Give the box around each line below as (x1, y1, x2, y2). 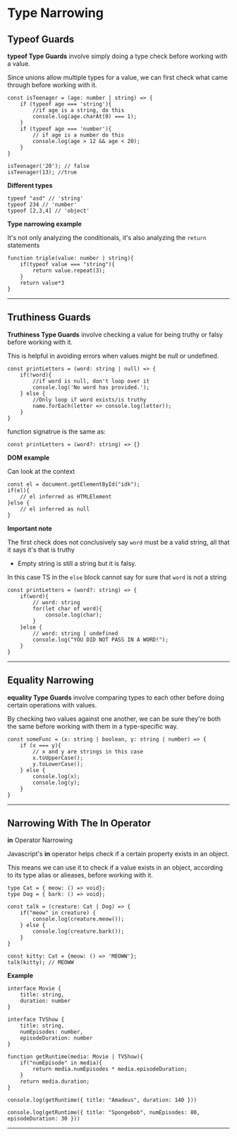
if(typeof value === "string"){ (20, 261, 115, 268)
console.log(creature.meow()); (32, 916, 125, 923)
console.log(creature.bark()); (32, 928, 125, 936)
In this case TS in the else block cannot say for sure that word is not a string (7, 572, 227, 581)
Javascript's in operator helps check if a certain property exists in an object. (7, 850, 229, 858)
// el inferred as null (20, 505, 90, 513)
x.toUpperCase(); (32, 754, 83, 761)
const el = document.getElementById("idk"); (7, 480, 140, 488)
